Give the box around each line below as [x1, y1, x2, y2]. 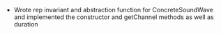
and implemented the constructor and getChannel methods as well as [13, 13, 214, 21]
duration [13, 20, 38, 28]
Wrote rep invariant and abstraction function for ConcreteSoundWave [13, 6, 214, 14]
